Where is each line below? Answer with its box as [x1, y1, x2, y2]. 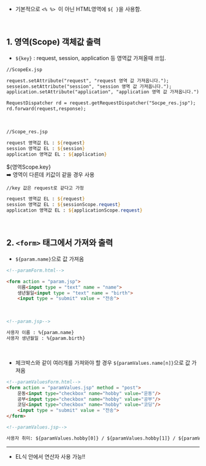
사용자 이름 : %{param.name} [6, 330, 75, 336]
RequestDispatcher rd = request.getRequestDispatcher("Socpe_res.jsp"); [6, 100, 196, 106]
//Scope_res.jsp [6, 129, 48, 135]
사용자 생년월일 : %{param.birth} [6, 335, 86, 342]
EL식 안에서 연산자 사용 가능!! [15, 453, 86, 460]
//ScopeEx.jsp [6, 66, 43, 72]
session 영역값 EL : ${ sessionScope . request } [6, 202, 121, 208]
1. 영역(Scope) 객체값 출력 [6, 37, 101, 47]
